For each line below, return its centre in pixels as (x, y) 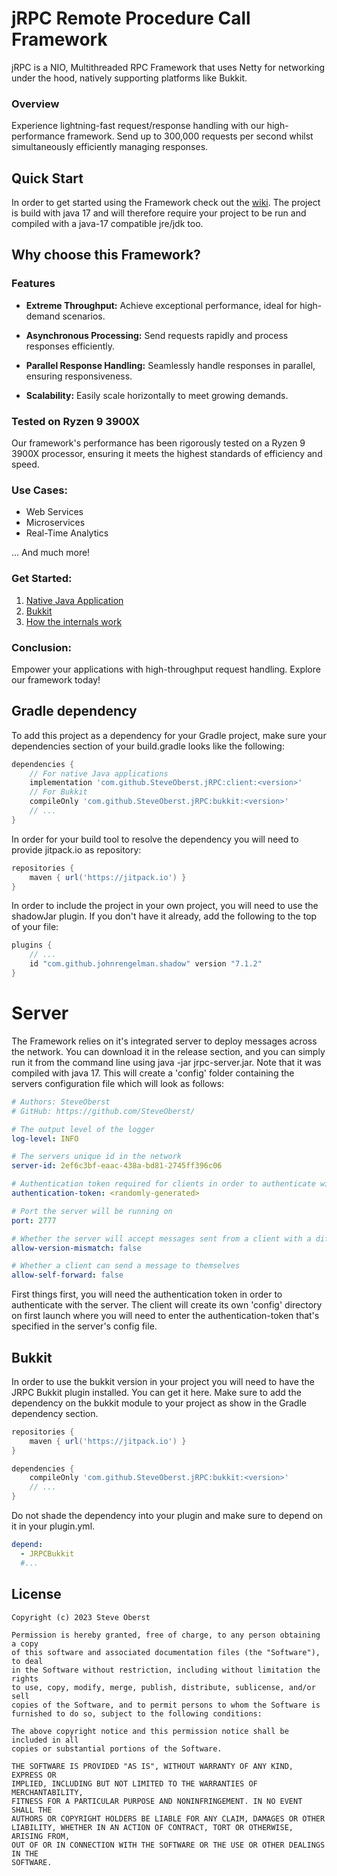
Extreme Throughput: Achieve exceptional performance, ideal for (161, 305)
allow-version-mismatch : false (76, 1248)
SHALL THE (32, 1810)
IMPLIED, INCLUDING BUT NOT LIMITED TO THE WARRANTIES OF (134, 1783)
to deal (27, 1661)
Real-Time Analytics (67, 533)
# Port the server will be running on (92, 1211)
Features (33, 284)
